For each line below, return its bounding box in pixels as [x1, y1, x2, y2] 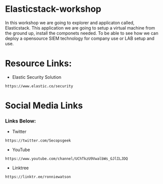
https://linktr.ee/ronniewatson [5, 175, 71, 180]
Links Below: [5, 117, 36, 124]
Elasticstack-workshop [5, 3, 101, 15]
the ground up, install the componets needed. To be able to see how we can [5, 30, 159, 36]
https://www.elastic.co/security [5, 84, 73, 89]
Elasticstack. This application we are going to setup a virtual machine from [5, 25, 155, 31]
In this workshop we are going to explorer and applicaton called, [5, 20, 135, 26]
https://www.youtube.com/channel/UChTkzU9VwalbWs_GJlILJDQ [5, 156, 128, 161]
